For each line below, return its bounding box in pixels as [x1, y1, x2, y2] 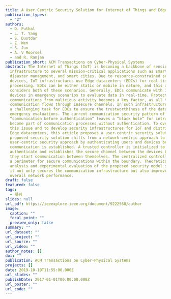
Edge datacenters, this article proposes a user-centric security [10, 130, 154, 135]
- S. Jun [10, 45, 28, 50]
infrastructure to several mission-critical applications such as [10, 69, 154, 74]
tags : [5, 187, 17, 192]
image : [5, 206, 19, 211]
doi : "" [5, 253, 22, 258]
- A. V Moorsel [10, 50, 42, 55]
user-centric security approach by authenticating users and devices [10, 140, 160, 145]
